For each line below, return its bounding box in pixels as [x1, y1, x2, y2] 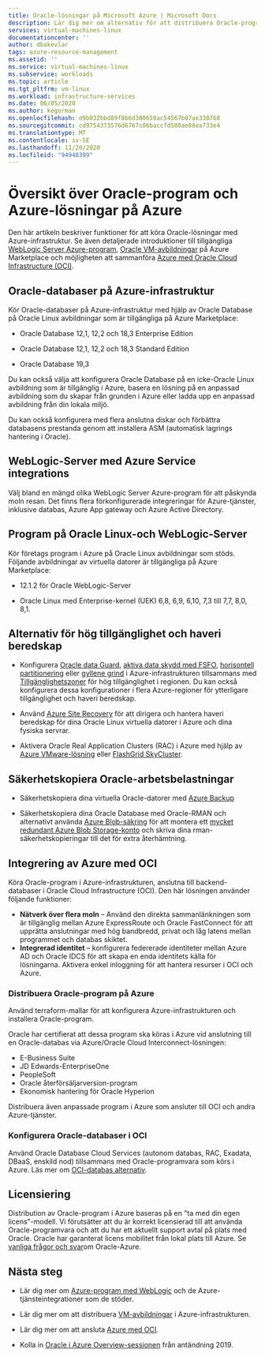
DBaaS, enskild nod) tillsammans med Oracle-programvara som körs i [8, 1157, 235, 1166]
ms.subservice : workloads [8, 70, 93, 78]
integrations [8, 467, 69, 480]
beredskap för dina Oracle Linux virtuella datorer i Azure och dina [19, 717, 233, 727]
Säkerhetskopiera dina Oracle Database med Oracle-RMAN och [19, 809, 227, 818]
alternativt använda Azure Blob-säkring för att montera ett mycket [19, 817, 234, 827]
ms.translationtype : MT [8, 129, 87, 136]
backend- [196, 877, 228, 888]
